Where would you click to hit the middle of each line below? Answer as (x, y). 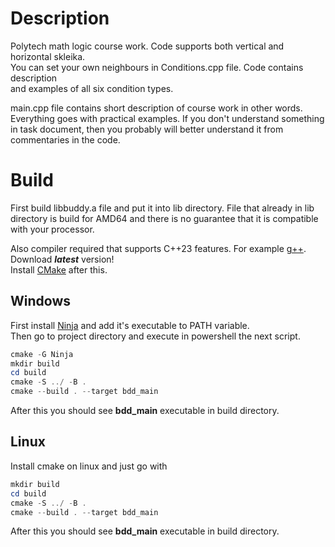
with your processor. (52, 229)
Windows (40, 301)
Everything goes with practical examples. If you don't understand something (167, 118)
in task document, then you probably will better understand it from (147, 129)
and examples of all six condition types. (92, 88)
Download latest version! (62, 259)
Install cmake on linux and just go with (89, 466)
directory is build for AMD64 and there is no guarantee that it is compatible (164, 218)
